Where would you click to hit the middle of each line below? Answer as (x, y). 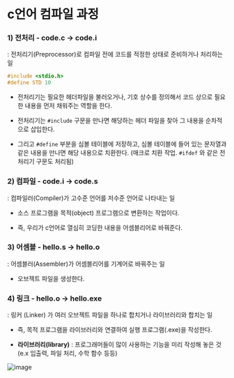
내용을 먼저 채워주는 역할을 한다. (69, 106)
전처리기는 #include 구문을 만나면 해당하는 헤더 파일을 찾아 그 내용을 (110, 121)
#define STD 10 (29, 83)
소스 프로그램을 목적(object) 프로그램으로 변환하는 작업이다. (98, 213)
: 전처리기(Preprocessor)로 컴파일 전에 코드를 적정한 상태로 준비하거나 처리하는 (115, 54)
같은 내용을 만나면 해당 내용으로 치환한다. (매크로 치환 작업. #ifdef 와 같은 (117, 153)
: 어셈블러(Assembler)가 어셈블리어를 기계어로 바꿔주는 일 (86, 264)
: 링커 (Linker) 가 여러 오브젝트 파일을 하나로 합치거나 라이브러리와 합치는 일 (110, 315)
